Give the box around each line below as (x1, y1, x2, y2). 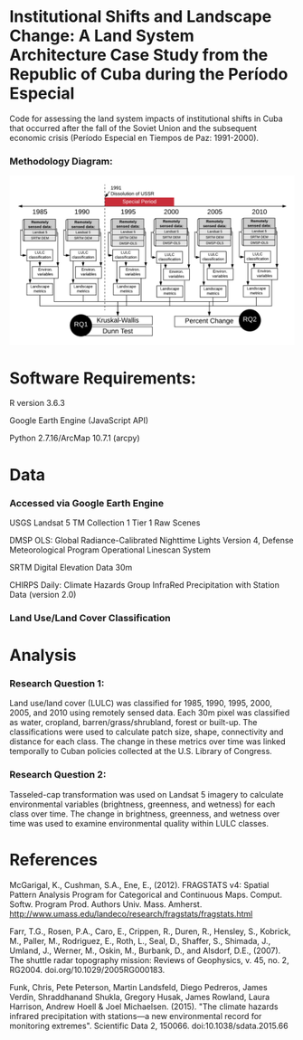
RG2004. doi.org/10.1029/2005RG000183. (9, 964, 166, 975)
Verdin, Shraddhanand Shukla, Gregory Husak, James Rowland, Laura (9, 991, 270, 1002)
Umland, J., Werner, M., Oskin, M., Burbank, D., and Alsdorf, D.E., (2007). (9, 945, 281, 956)
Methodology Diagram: (9, 155, 113, 167)
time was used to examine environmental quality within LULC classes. (9, 818, 270, 828)
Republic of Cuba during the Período (9, 64, 289, 85)
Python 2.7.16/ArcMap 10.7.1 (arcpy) (9, 432, 140, 444)
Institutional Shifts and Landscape (9, 6, 272, 27)
